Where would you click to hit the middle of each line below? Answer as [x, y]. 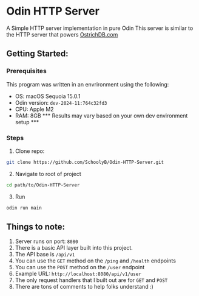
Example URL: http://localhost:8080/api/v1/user [78, 274]
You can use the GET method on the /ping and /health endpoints [95, 261]
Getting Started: [37, 54]
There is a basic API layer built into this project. [74, 248]
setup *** [27, 122]
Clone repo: [30, 151]
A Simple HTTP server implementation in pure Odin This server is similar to [100, 28]
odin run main [24, 208]
